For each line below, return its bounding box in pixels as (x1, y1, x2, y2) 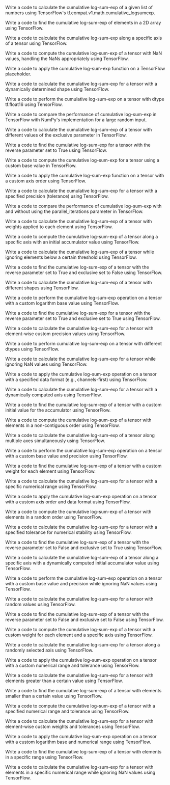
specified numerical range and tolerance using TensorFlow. (5, 708, 130, 714)
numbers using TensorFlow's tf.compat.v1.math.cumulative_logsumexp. (5, 10, 155, 16)
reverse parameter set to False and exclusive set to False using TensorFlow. (5, 616, 164, 622)
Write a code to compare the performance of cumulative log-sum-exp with (5, 203, 162, 209)
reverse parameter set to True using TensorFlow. (5, 147, 107, 153)
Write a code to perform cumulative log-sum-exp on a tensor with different (5, 341, 162, 346)
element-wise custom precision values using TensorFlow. (5, 331, 126, 337)
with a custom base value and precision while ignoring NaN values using (5, 581, 158, 586)
